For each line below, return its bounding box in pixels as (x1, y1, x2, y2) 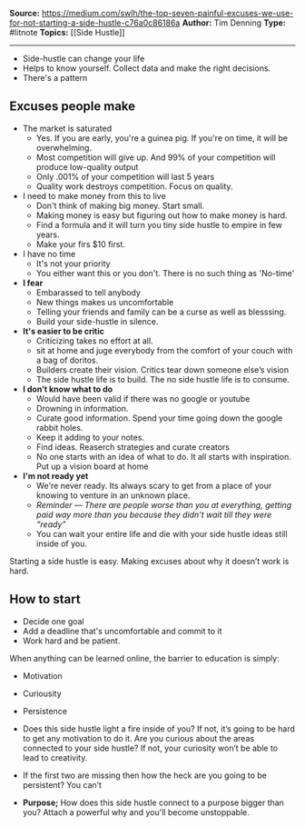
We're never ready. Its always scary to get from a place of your (35, 480, 272, 491)
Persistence (22, 705, 68, 716)
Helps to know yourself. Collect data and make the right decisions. (22, 63, 271, 74)
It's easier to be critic (22, 325, 104, 336)
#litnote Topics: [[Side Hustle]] (9, 27, 125, 37)
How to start (9, 592, 81, 607)
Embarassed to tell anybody (35, 286, 141, 298)
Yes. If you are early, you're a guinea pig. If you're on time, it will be (35, 132, 289, 144)
